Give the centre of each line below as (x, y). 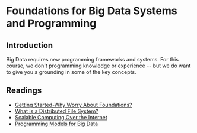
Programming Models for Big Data (56, 124)
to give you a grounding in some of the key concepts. (71, 72)
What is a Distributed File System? (57, 111)
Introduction (30, 45)
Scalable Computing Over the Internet (61, 117)
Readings (24, 91)
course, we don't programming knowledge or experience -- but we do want (99, 66)
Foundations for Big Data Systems (92, 11)
